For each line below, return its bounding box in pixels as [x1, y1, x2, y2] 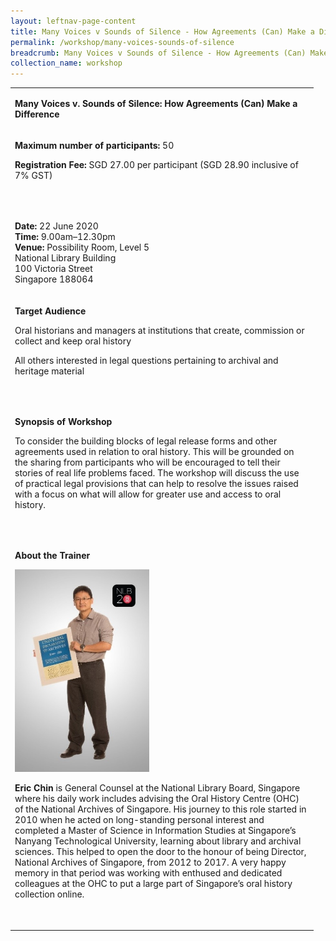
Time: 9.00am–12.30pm [14, 231, 116, 243]
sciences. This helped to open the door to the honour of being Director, [14, 846, 307, 858]
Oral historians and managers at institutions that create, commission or [14, 324, 305, 336]
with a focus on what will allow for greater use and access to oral [14, 488, 282, 500]
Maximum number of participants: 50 [14, 140, 175, 152]
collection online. [14, 888, 85, 900]
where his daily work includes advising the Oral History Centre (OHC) [14, 793, 300, 805]
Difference [14, 108, 60, 120]
